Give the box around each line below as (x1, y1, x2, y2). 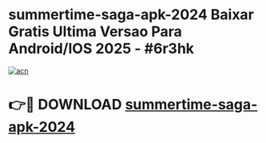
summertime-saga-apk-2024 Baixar (8, 6, 254, 24)
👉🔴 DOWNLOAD (8, 96, 122, 113)
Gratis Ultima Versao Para (8, 22, 182, 41)
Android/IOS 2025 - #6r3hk (8, 40, 194, 58)
